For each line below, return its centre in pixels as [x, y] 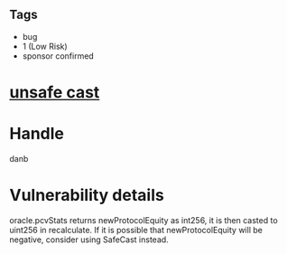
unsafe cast [55, 92]
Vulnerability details [87, 196]
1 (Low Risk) [45, 46]
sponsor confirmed [58, 56]
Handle [37, 134]
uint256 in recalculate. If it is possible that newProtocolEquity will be [136, 230]
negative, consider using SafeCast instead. [89, 240]
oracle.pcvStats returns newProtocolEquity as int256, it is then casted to [143, 220]
